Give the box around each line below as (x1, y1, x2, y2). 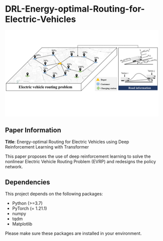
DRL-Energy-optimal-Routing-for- (5, 3, 145, 15)
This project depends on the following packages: (5, 191, 103, 197)
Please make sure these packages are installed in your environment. (5, 230, 142, 237)
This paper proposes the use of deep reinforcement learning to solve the (5, 153, 151, 159)
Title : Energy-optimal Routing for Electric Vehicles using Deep (5, 139, 129, 145)
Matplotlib (12, 221, 33, 227)
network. (5, 164, 23, 170)
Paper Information (5, 126, 61, 134)
